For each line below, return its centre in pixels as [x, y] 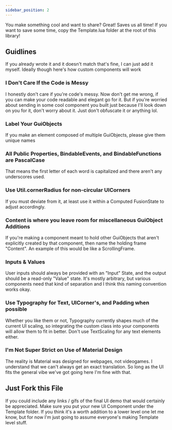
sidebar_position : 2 [27, 10]
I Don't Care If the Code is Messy [47, 83]
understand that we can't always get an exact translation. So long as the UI [84, 367]
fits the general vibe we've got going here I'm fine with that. [69, 372]
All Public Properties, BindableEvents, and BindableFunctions [83, 154]
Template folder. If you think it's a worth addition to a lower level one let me [85, 412]
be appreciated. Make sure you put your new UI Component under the [80, 406]
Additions [18, 227]
